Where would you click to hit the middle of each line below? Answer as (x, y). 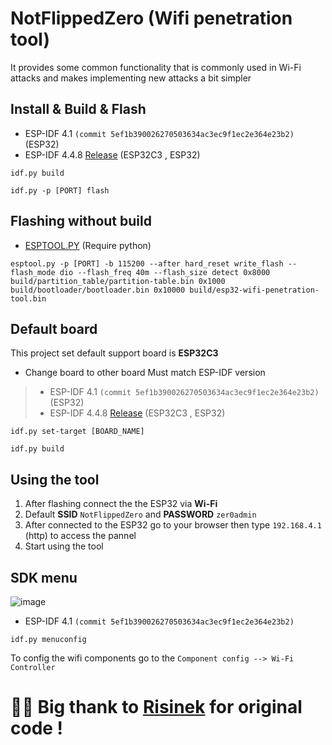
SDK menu (44, 577)
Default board (54, 328)
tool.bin (28, 298)
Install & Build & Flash (78, 109)
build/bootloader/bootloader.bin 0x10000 (98, 290)
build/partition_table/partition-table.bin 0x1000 (118, 281)
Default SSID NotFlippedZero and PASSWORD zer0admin (140, 514)
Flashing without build (81, 221)
